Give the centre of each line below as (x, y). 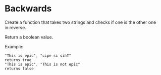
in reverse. (16, 27)
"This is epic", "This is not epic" (42, 64)
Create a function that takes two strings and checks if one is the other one (80, 22)
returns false (19, 69)
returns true (18, 60)
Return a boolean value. (29, 37)
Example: (14, 46)
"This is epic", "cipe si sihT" (38, 56)
